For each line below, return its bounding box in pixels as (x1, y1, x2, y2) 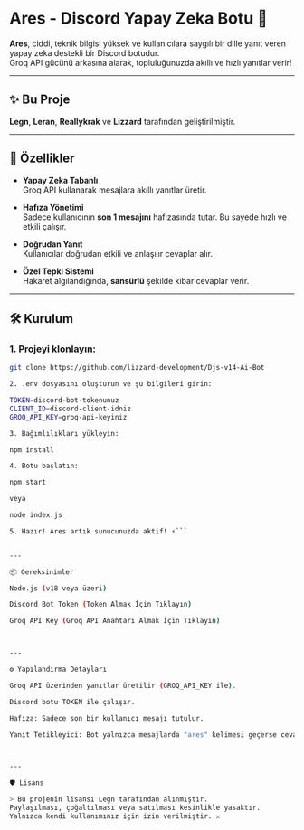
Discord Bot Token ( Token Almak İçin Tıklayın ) (9, 600, 193, 609)
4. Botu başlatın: (9, 461, 79, 471)
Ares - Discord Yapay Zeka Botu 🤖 (9, 8, 269, 29)
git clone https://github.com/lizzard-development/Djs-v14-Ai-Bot (9, 363, 265, 373)
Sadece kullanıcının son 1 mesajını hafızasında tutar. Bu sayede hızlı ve (22, 212, 288, 222)
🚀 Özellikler (9, 151, 75, 166)
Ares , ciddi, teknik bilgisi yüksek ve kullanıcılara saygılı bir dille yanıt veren (9, 38, 287, 49)
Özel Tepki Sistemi (22, 266, 95, 277)
